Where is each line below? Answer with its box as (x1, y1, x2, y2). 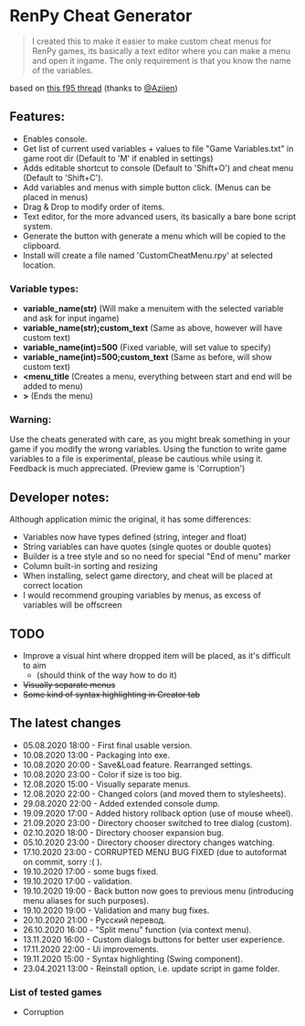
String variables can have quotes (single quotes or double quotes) (22, 541, 272, 553)
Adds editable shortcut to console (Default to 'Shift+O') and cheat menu (22, 162, 294, 174)
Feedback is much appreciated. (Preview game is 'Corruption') (9, 463, 246, 474)
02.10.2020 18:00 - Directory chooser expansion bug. (22, 827, 225, 838)
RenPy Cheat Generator (9, 5, 193, 26)
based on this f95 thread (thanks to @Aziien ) (9, 82, 178, 93)
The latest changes (9, 715, 121, 731)
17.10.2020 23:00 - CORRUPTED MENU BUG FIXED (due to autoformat (22, 846, 288, 857)
